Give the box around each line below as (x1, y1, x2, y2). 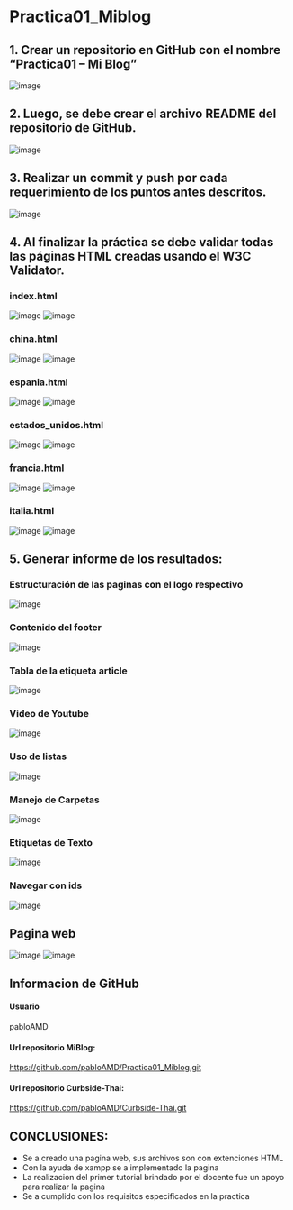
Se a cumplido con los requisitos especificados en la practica (22, 1191, 250, 1202)
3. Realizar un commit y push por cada (9, 170, 228, 186)
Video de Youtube (9, 708, 90, 720)
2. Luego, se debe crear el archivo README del (9, 106, 277, 122)
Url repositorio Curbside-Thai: (9, 1082, 124, 1093)
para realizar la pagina (22, 1181, 106, 1192)
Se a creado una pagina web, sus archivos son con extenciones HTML (22, 1152, 284, 1164)
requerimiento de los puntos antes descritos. (9, 185, 267, 200)
